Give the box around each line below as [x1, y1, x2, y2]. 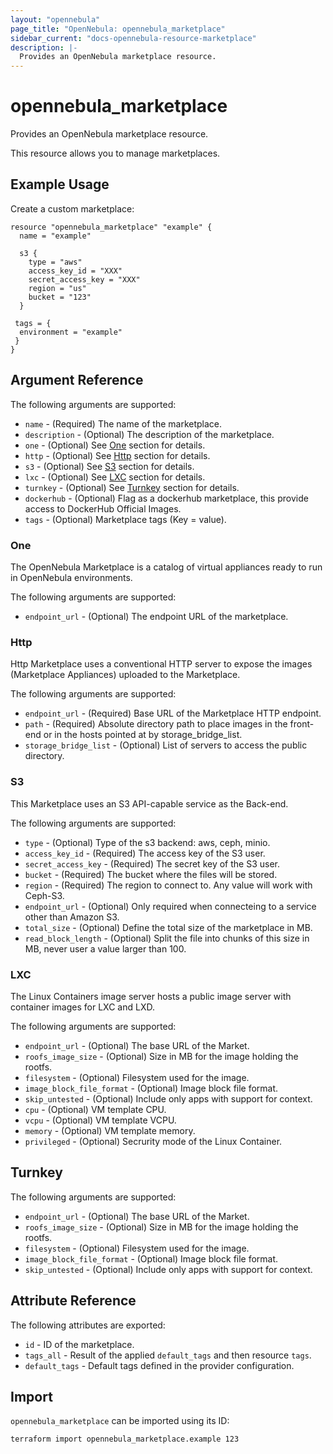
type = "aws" [28, 257, 83, 267]
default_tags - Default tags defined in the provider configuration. [24, 1359, 295, 1371]
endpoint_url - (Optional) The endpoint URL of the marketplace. [24, 610, 289, 622]
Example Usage [10, 176, 110, 193]
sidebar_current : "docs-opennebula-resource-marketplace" [10, 33, 257, 43]
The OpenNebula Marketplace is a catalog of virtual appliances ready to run [10, 561, 323, 573]
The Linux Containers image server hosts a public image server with [10, 990, 292, 1002]
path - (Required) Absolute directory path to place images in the [24, 718, 288, 730]
